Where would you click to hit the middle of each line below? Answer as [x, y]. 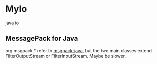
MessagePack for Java [42, 39]
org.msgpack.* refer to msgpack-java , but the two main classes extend [78, 50]
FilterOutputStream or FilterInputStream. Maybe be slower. [66, 56]
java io [12, 23]
